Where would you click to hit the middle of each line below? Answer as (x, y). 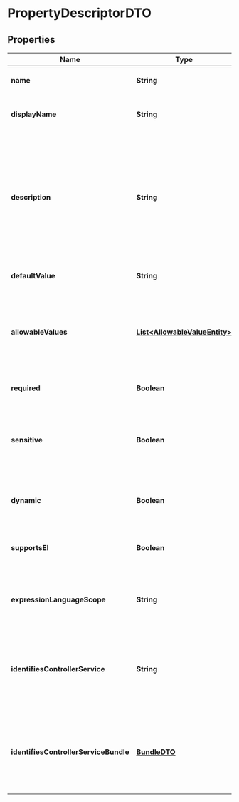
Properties (31, 40)
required (26, 388)
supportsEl (30, 548)
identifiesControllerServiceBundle (70, 752)
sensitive (27, 440)
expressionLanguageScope (58, 599)
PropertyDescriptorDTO (79, 13)
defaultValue (33, 276)
